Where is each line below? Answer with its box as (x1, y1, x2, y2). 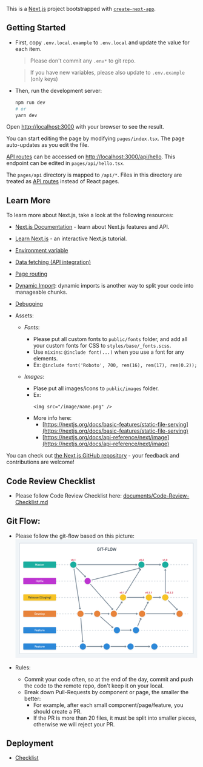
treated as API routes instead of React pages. (6, 178, 119, 185)
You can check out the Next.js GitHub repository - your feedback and (6, 452, 180, 459)
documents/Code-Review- (123, 492, 190, 499)
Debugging (15, 300, 44, 308)
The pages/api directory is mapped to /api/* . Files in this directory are (6, 171, 182, 178)
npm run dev (15, 100, 45, 106)
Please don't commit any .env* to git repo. (30, 57, 136, 64)
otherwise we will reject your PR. (33, 720, 115, 728)
